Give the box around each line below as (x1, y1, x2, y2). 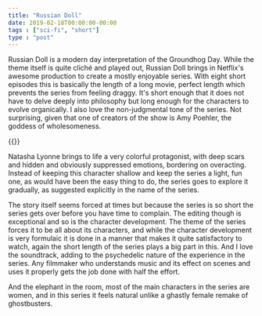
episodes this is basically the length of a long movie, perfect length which (8, 80, 246, 89)
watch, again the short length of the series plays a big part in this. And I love (8, 242, 253, 252)
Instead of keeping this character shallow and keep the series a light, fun (8, 169, 242, 178)
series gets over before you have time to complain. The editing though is (8, 209, 242, 218)
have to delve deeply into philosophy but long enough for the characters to (8, 96, 249, 106)
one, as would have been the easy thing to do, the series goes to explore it (8, 177, 249, 187)
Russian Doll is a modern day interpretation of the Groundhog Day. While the (8, 55, 254, 64)
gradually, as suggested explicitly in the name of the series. (8, 185, 199, 194)
